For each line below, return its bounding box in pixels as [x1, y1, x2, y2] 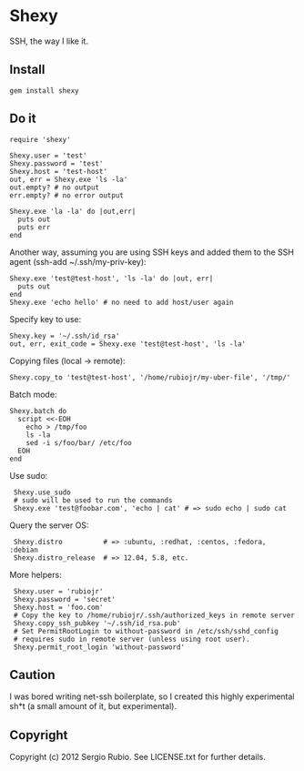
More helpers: [9, 569, 62, 580]
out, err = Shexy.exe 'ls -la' [9, 175, 128, 184]
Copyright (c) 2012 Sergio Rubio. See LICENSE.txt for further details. [9, 752, 267, 763]
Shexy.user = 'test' [9, 151, 88, 160]
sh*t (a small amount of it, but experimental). [9, 701, 177, 712]
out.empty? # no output [9, 183, 100, 192]
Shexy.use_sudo [13, 488, 71, 497]
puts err [17, 222, 51, 232]
